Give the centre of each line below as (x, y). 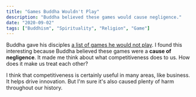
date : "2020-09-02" (30, 22)
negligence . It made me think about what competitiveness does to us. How (98, 57)
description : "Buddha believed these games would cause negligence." (94, 17)
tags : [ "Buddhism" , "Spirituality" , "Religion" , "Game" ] (78, 28)
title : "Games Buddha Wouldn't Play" (53, 12)
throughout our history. (34, 88)
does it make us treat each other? (47, 64)
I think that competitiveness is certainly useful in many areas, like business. (98, 75)
